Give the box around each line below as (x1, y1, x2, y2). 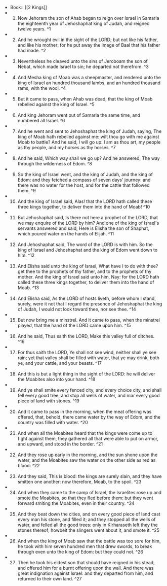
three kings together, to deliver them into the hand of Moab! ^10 (17, 204, 150, 210)
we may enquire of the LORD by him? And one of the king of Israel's (17, 220, 159, 226)
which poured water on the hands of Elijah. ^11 (17, 231, 114, 236)
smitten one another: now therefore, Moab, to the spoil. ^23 (17, 479, 142, 485)
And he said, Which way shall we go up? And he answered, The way (17, 155, 160, 161)
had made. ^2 (17, 48, 47, 53)
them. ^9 (17, 188, 36, 193)
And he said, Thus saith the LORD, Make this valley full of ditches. (17, 333, 155, 339)
